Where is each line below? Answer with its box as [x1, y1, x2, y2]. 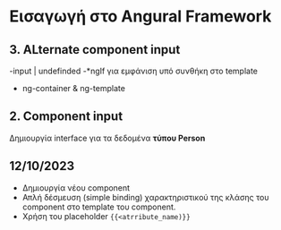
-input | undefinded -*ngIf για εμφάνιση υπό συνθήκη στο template [9, 65, 258, 76]
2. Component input [9, 109, 123, 124]
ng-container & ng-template [21, 83, 125, 93]
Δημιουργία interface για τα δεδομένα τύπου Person [9, 132, 206, 143]
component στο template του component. [21, 201, 176, 212]
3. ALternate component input [9, 42, 181, 57]
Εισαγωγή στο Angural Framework [9, 6, 272, 27]
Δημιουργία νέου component [21, 182, 131, 193]
